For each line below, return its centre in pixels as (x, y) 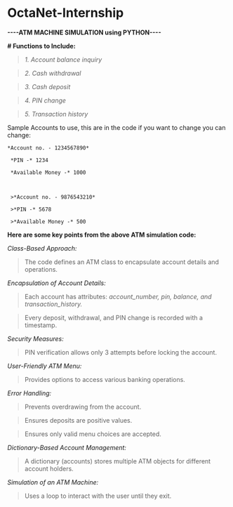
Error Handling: (29, 393)
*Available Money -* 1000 (48, 172)
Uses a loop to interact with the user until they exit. (98, 496)
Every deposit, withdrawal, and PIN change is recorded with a (114, 317)
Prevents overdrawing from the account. (83, 407)
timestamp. (41, 325)
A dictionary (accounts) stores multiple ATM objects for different (118, 461)
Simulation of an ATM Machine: (53, 482)
